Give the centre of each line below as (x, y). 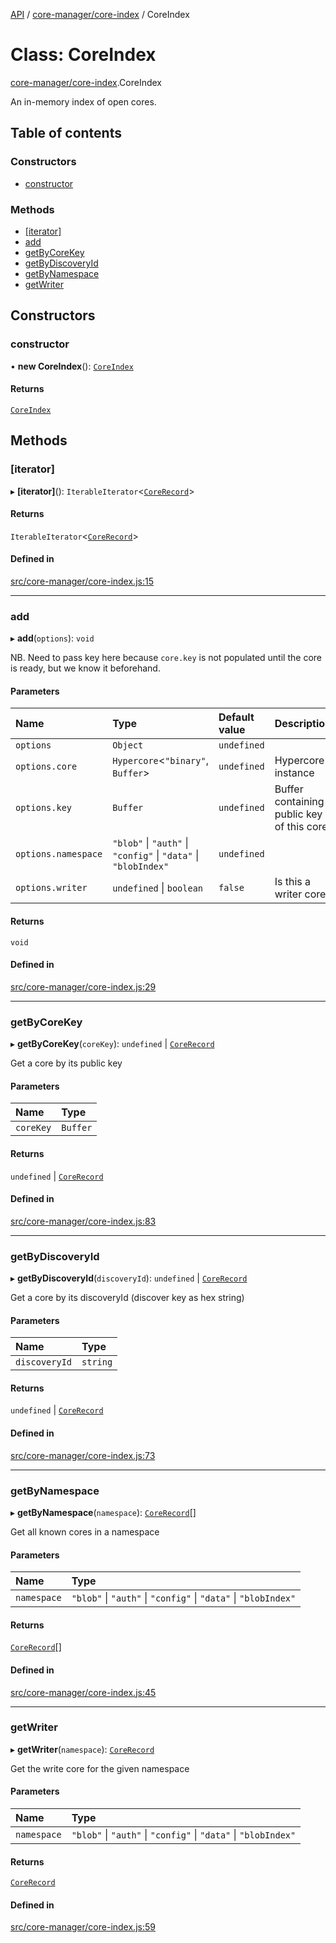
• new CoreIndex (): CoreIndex (72, 366)
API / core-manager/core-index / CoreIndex (100, 14)
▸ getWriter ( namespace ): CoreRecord (82, 1749)
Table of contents (66, 133)
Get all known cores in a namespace (85, 1531)
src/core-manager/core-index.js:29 (83, 986)
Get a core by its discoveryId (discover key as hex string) (127, 1298)
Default (236, 717)
